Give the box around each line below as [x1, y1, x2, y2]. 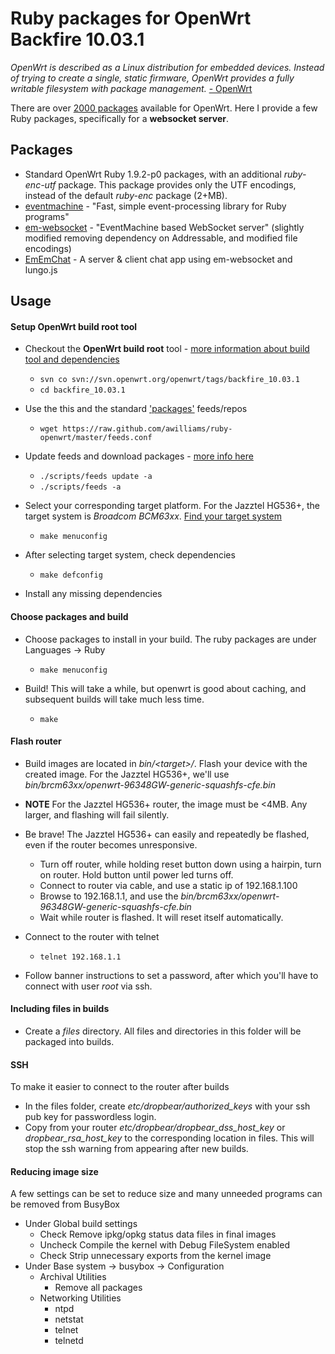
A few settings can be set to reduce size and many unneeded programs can [10, 1188, 323, 1200]
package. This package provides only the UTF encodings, [58, 178, 297, 191]
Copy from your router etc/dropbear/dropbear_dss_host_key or [24, 1122, 286, 1134]
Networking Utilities [39, 1292, 122, 1304]
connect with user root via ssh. [24, 980, 153, 992]
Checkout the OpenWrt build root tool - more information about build [24, 343, 310, 355]
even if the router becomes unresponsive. [24, 838, 198, 851]
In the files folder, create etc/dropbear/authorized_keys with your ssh [24, 1100, 311, 1112]
